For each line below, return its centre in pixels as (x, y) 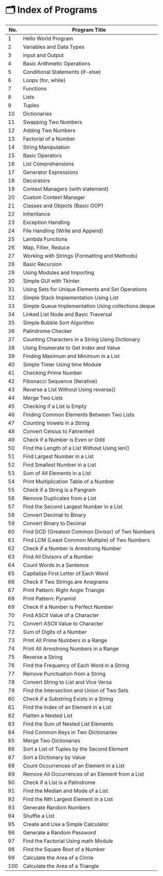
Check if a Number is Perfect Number (68, 606)
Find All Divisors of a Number (58, 557)
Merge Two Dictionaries (52, 740)
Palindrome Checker (47, 331)
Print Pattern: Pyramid (49, 598)
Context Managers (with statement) (66, 189)
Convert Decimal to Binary (54, 515)
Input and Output (43, 55)
